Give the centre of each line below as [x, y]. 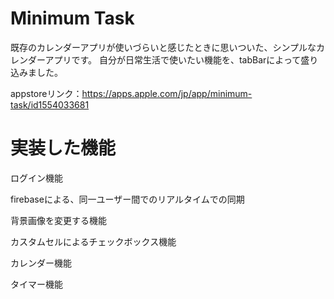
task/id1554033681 [50, 104]
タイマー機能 [36, 284]
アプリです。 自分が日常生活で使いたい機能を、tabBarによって [173, 59]
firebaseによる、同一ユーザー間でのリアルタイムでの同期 [127, 199]
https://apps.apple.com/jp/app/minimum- [167, 93]
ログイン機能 [36, 178]
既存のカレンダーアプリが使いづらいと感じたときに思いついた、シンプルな [163, 47]
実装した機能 [63, 148]
